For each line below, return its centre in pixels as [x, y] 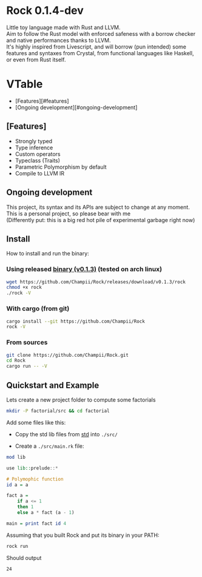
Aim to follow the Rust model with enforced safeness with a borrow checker [101, 33]
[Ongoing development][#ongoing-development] [76, 107]
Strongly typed [34, 141]
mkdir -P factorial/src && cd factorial [58, 411]
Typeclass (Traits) [38, 160]
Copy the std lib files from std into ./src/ [66, 434]
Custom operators [38, 154]
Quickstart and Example [53, 385]
